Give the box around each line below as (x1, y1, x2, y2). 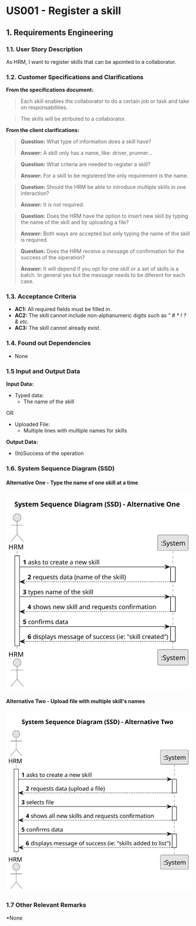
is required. (20, 236, 48, 244)
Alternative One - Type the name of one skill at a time (6, 479, 138, 486)
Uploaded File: (14, 421, 50, 428)
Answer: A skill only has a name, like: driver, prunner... (20, 150, 153, 157)
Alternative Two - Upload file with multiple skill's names (6, 697, 146, 705)
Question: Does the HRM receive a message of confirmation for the (20, 248, 185, 255)
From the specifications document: (6, 86, 94, 93)
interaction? (20, 190, 49, 197)
